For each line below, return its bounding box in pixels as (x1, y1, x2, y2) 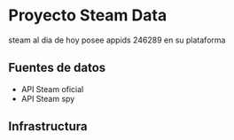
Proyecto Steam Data (8, 5, 168, 26)
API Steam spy (20, 93, 75, 104)
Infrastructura (8, 119, 88, 134)
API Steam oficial (20, 83, 84, 94)
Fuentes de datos (8, 60, 106, 75)
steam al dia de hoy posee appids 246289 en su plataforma (8, 35, 226, 45)
